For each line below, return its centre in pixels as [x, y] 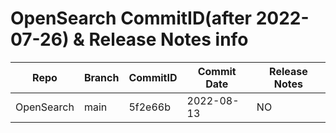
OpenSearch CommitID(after [131, 18]
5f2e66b [149, 107]
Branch [101, 77]
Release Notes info [168, 39]
